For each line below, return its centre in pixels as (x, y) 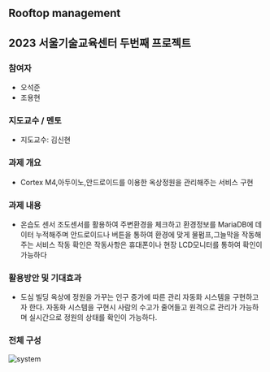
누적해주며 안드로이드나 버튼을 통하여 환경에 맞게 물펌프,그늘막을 (137, 234)
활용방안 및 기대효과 (45, 278)
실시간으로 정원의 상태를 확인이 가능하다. (93, 318)
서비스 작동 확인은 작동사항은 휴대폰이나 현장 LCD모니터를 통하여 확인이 (149, 244)
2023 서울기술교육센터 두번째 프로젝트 (100, 43)
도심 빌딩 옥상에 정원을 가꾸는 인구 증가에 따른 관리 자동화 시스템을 (125, 297)
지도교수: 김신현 (45, 140)
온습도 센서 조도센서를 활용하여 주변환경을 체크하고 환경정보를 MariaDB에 (137, 224)
